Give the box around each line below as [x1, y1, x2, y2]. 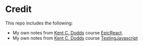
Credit [5, 3, 32, 15]
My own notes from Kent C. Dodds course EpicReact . [12, 29, 123, 35]
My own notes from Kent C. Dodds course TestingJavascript [12, 35, 138, 41]
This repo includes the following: [5, 20, 73, 26]
